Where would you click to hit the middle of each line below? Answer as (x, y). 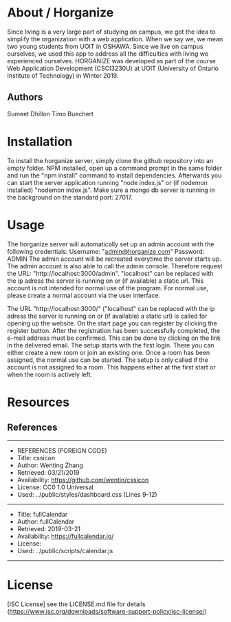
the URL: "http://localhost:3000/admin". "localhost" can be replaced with (110, 273)
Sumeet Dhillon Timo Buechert (51, 114)
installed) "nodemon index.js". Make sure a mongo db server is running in (111, 190)
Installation (40, 141)
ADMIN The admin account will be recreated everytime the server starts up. (114, 259)
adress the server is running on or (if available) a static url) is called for (107, 316)
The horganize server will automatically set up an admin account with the (111, 244)
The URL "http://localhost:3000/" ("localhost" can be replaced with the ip (111, 308)
